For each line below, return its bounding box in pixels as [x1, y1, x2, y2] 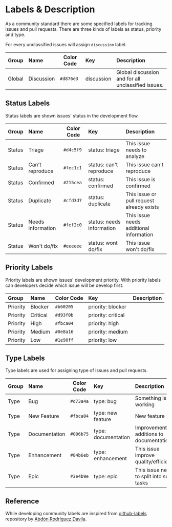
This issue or [125, 190, 157, 198]
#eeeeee [63, 243, 82, 249]
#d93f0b [55, 312, 74, 318]
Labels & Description [5, 4, 96, 15]
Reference [5, 497, 39, 505]
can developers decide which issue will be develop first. [5, 282, 124, 288]
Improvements [135, 424, 170, 432]
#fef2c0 [63, 222, 82, 228]
